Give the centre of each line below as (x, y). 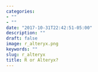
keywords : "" (22, 49)
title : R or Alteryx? (32, 60)
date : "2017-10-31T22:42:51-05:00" (49, 28)
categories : (20, 11)
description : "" (26, 33)
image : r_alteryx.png (32, 44)
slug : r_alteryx (26, 55)
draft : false (22, 38)
